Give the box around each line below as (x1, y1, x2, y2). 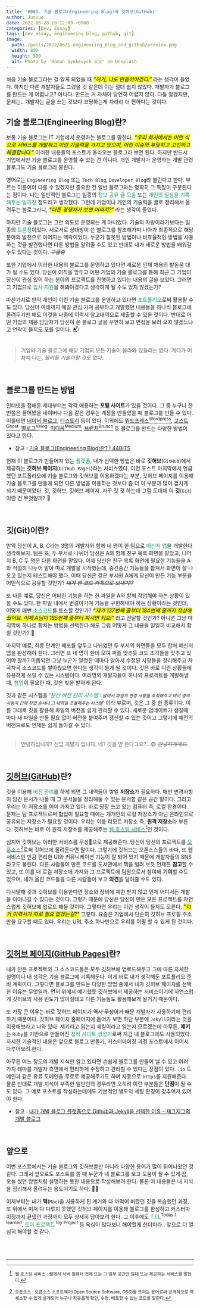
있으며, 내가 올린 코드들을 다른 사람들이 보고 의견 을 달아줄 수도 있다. (6, 876, 163, 883)
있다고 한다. (6, 432, 34, 439)
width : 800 (11, 48, 39, 54)
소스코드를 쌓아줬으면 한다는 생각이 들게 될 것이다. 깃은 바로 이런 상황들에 (21, 665, 192, 672)
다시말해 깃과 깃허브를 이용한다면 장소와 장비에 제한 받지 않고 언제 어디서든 (6, 888, 180, 896)
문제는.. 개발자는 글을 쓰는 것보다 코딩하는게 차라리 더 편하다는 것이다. (6, 98, 168, 105)
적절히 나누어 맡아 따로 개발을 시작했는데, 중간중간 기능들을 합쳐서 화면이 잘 (12, 564, 187, 572)
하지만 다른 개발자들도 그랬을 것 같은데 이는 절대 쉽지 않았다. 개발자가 (14, 83, 174, 90)
